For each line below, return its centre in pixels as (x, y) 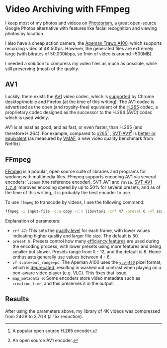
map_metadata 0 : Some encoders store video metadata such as (76, 278)
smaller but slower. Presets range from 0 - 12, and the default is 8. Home (87, 252)
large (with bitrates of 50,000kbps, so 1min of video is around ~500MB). (79, 54)
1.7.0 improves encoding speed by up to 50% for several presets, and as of (83, 187)
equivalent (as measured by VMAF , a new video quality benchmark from (79, 138)
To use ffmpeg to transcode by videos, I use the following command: (75, 202)
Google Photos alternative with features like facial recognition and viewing (81, 28)
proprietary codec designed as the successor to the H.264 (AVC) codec (79, 112)
